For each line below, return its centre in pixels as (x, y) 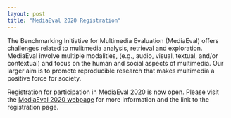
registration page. (33, 107)
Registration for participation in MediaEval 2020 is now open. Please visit (113, 92)
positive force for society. (44, 78)
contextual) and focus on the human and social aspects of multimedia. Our (115, 63)
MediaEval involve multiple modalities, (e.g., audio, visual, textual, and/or (113, 55)
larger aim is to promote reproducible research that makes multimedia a (111, 71)
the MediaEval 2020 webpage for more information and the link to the (108, 99)
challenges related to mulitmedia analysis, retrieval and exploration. (105, 48)
